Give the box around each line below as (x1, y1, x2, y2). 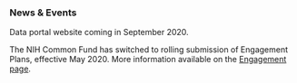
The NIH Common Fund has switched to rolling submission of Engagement (9, 44, 289, 55)
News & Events (9, 6, 77, 19)
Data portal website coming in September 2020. (9, 27, 189, 38)
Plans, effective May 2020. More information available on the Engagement (9, 54, 287, 65)
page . (9, 63, 32, 74)
